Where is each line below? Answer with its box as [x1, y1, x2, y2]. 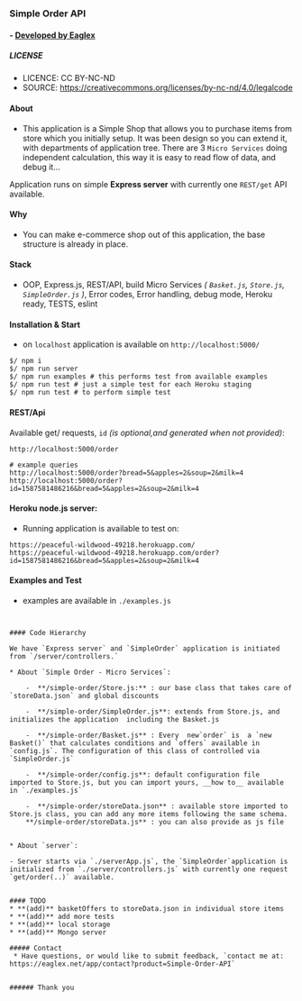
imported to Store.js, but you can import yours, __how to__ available [9, 778, 284, 787]
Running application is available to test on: [22, 523, 179, 533]
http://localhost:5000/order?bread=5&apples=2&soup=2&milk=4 [9, 468, 244, 478]
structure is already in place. [22, 238, 129, 250]
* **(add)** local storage [9, 920, 111, 929]
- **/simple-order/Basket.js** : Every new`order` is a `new [25, 731, 272, 740]
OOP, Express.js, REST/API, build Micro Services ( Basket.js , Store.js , [22, 279, 286, 290]
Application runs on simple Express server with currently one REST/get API [9, 178, 288, 189]
